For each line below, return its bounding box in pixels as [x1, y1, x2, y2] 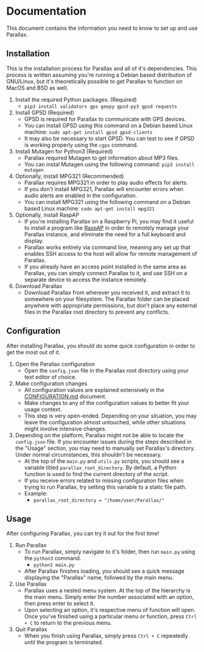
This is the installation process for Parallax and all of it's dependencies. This [6, 65, 197, 72]
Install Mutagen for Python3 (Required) [15, 147, 113, 155]
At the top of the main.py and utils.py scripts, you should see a [24, 457, 185, 464]
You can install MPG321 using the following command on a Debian [24, 198, 191, 205]
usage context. [24, 405, 62, 413]
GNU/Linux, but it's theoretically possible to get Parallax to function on [6, 77, 183, 85]
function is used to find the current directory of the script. [24, 470, 169, 477]
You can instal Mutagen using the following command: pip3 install [24, 160, 195, 168]
